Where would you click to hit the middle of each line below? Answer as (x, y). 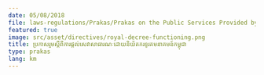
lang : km (22, 59)
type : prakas (29, 52)
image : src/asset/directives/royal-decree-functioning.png (107, 37)
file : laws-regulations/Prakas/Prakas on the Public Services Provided (128, 23)
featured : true (33, 30)
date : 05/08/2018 (37, 15)
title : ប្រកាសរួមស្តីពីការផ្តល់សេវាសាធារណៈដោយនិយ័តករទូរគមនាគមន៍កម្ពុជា (97, 45)
